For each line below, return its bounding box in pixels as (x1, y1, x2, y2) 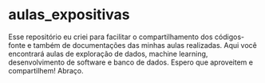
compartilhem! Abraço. (8, 65, 84, 75)
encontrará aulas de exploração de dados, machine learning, (8, 49, 208, 58)
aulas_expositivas (8, 6, 130, 24)
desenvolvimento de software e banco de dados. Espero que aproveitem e (8, 57, 254, 67)
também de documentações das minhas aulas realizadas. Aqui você (33, 40, 258, 49)
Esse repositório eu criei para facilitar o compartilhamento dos (8, 32, 213, 41)
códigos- (214, 32, 245, 41)
